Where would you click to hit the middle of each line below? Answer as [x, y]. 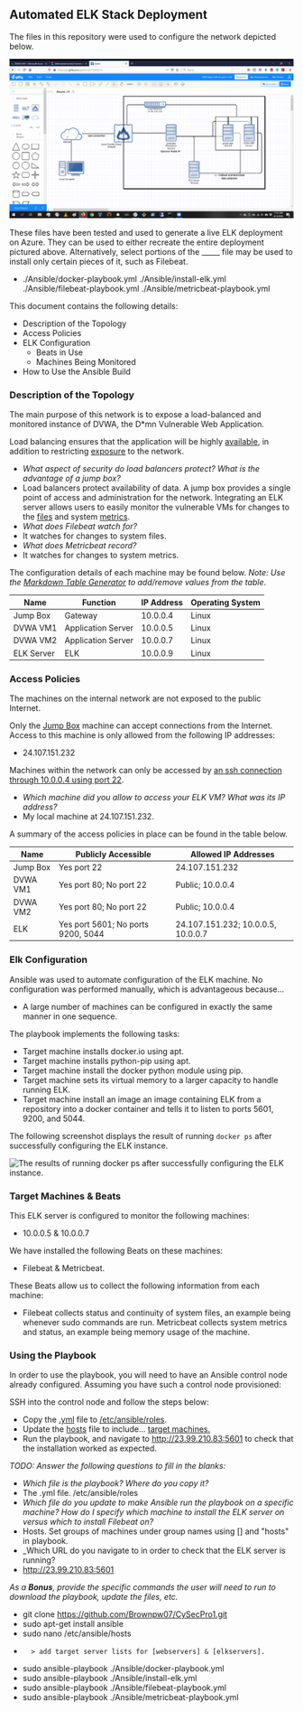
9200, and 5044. [54, 1118]
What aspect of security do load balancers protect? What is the [141, 469]
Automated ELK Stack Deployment [108, 15]
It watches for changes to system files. [94, 536]
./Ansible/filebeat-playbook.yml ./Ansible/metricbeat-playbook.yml [146, 288]
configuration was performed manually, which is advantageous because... [147, 989]
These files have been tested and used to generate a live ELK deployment [146, 232]
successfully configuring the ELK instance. [89, 1145]
